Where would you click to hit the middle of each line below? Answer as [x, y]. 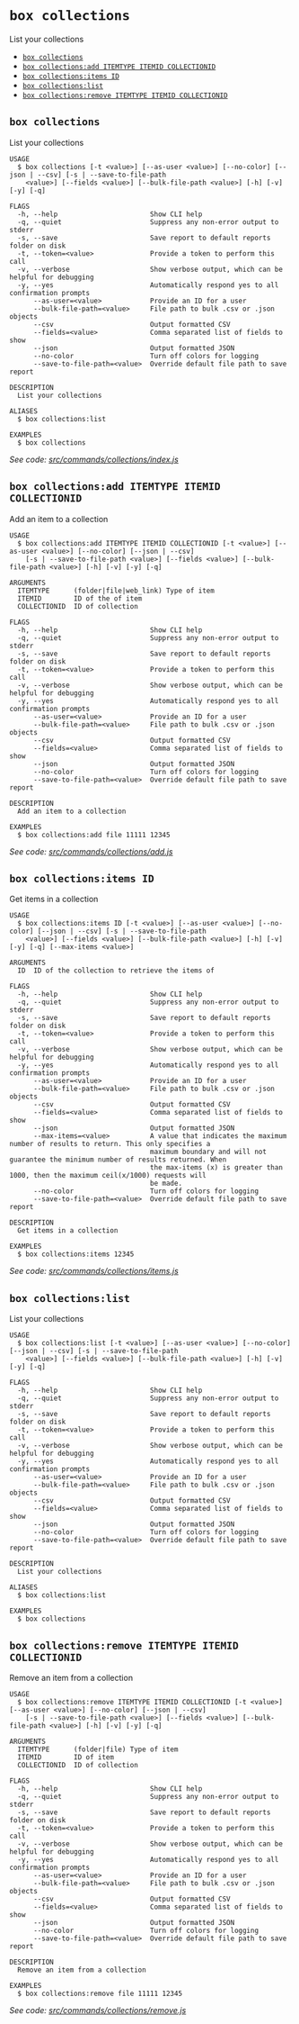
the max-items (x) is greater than [216, 1168]
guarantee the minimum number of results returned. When [118, 1160]
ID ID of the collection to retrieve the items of [116, 971]
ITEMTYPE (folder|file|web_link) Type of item [116, 591]
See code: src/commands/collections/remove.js [98, 2010]
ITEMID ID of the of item [80, 598]
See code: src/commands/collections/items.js [94, 1271]
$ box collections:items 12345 [76, 1254]
